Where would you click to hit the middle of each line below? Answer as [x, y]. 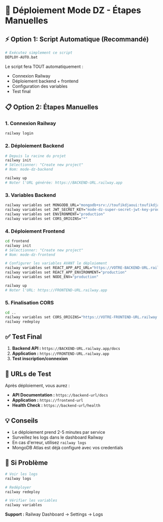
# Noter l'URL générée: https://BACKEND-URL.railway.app [64, 182]
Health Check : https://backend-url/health [56, 405]
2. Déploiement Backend [34, 146]
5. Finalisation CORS [30, 302]
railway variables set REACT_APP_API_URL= [49, 268]
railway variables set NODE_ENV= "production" [52, 277]
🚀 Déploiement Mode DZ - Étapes [73, 10]
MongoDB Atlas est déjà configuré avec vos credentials [67, 448]
